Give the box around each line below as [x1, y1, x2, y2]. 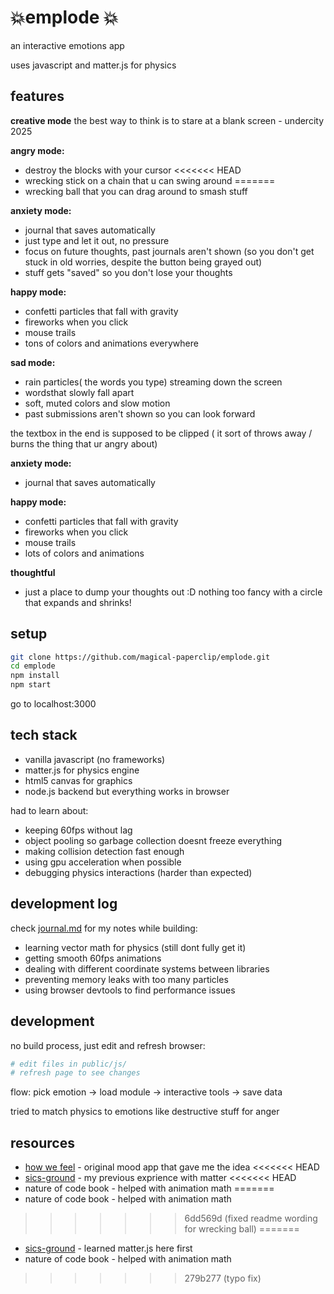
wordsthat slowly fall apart [24, 386, 135, 398]
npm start [10, 680, 52, 690]
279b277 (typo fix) [184, 1272, 262, 1285]
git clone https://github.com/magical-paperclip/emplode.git [10, 652, 271, 662]
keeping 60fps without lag [24, 824, 133, 836]
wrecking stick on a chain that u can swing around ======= [24, 174, 276, 186]
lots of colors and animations [24, 547, 145, 559]
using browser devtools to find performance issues [24, 984, 236, 996]
